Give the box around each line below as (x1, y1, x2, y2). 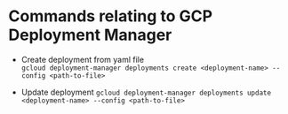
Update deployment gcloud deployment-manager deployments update (20, 87, 272, 97)
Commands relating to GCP (8, 6, 213, 27)
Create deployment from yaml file (20, 54, 144, 65)
